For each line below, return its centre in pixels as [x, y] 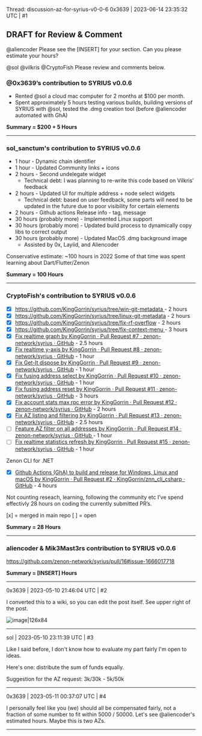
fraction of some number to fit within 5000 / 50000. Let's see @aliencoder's [101, 714]
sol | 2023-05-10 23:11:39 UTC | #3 [50, 637]
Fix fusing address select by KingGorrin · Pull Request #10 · [88, 376]
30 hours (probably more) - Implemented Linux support [84, 219]
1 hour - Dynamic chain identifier [55, 161]
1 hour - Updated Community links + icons [67, 168]
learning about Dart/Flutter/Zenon [48, 263]
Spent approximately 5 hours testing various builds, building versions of [104, 103]
